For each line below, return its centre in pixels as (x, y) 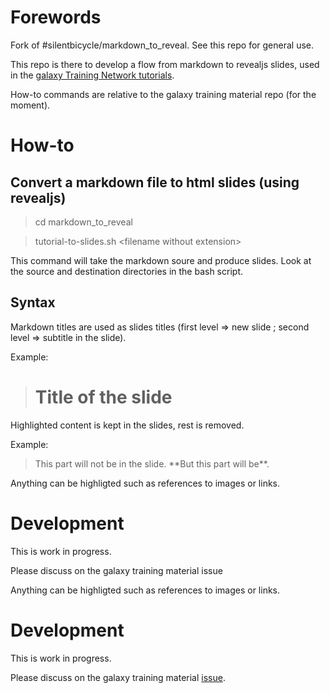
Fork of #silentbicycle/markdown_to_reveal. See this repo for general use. (162, 45)
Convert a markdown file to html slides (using (155, 182)
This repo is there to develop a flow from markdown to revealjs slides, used (165, 64)
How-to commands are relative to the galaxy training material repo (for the (163, 94)
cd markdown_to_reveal (83, 222)
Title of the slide (103, 397)
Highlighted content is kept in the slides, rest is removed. (127, 425)
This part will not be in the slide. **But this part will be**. (152, 463)
